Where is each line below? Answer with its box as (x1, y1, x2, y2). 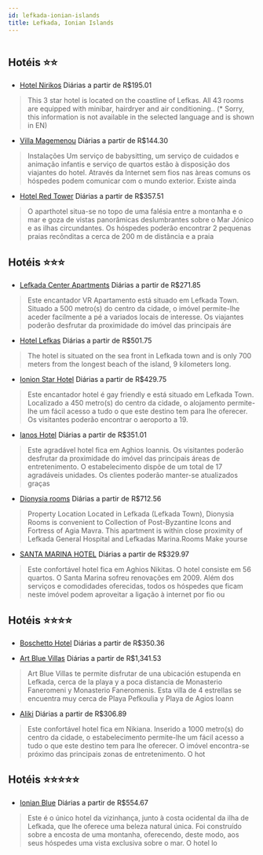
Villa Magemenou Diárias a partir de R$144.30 (19, 136, 169, 145)
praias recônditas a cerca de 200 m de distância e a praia (27, 232, 214, 241)
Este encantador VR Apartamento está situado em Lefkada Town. (27, 295, 239, 305)
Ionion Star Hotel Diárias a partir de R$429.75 (19, 375, 167, 384)
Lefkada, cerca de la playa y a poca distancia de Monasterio (27, 677, 223, 686)
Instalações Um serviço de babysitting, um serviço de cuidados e (27, 151, 239, 161)
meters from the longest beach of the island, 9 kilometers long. (27, 359, 232, 369)
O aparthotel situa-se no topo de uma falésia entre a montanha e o (27, 207, 243, 216)
